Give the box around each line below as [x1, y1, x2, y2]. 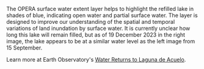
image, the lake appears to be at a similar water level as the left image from [6, 38, 195, 45]
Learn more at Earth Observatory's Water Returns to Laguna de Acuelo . [6, 56, 186, 63]
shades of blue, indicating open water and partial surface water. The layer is [6, 12, 198, 19]
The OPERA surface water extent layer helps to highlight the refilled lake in [6, 5, 194, 12]
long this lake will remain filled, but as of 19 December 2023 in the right [6, 31, 185, 38]
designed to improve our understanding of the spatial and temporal [6, 18, 175, 25]
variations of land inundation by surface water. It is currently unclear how [6, 24, 191, 32]
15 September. [6, 44, 43, 51]
